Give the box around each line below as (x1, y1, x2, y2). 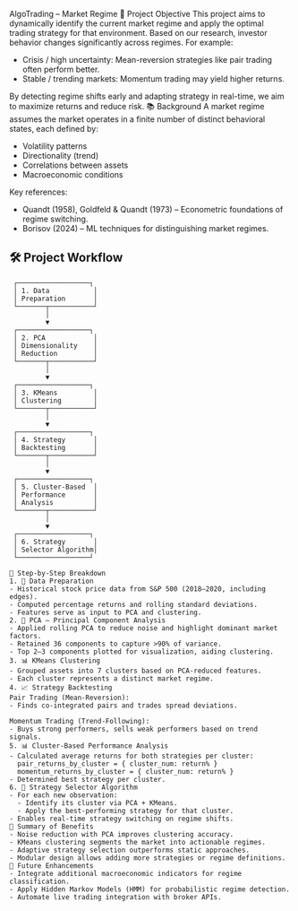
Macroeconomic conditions (21, 169, 123, 179)
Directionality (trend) (21, 151, 99, 161)
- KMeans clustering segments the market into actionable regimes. (9, 837, 267, 846)
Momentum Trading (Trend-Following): (9, 716, 150, 725)
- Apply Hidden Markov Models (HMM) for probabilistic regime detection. (9, 884, 291, 894)
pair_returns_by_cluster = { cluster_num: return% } (17, 759, 218, 768)
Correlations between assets (21, 160, 129, 170)
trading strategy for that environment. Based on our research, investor (9, 28, 268, 38)
